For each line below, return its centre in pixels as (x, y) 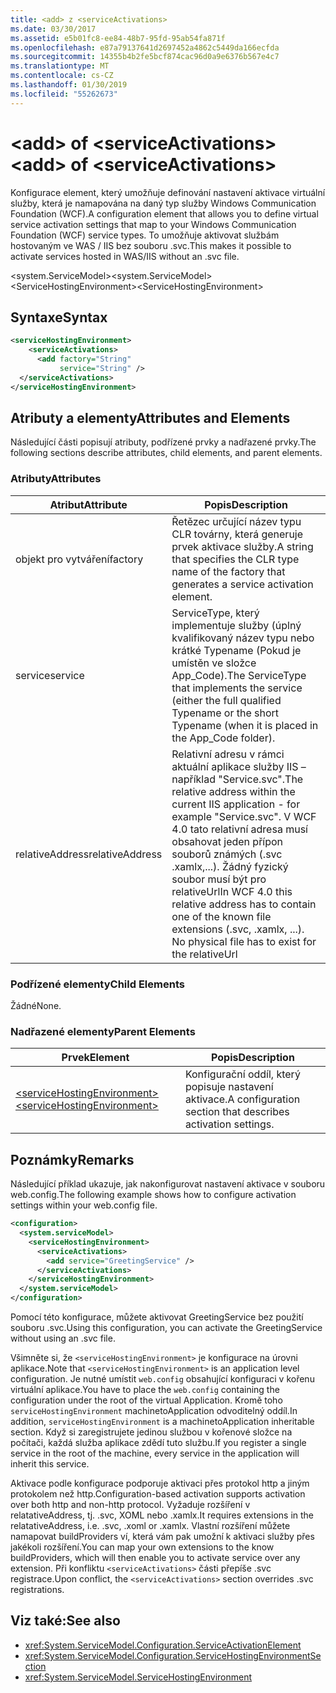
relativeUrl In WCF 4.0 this (232, 891)
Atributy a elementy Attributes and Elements (150, 418)
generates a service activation (242, 584)
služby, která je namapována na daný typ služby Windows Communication (163, 203)
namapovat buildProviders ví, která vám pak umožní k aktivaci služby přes (162, 1537)
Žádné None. (36, 1006)
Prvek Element (95, 1058)
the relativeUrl (204, 954)
